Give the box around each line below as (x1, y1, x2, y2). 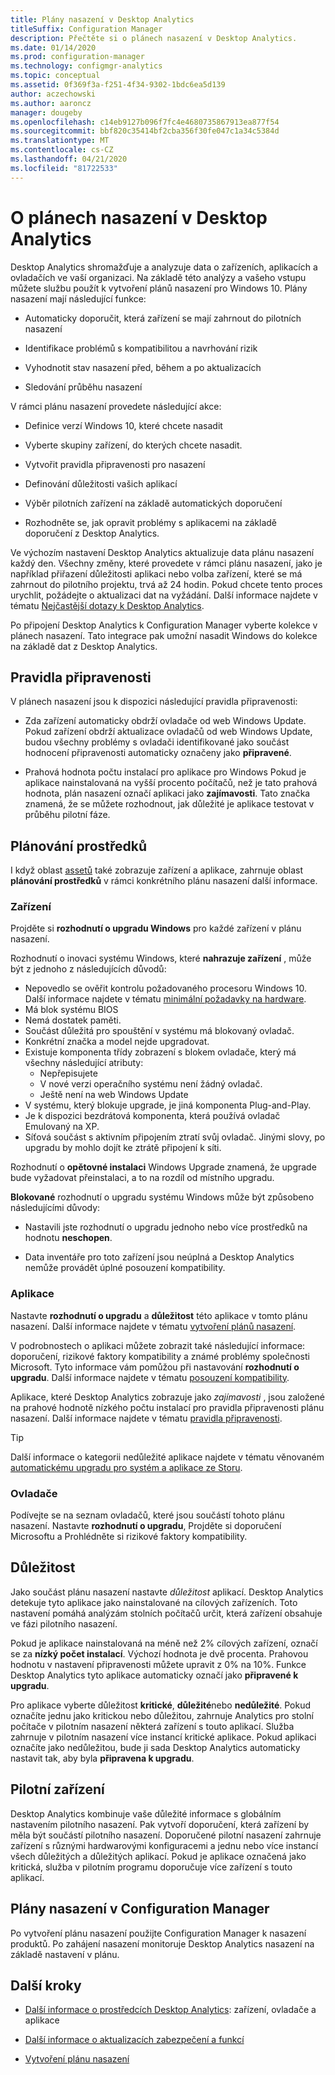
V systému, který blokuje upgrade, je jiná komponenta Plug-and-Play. (24, 1099, 312, 1111)
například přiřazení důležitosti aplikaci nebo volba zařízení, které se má (10, 567, 303, 580)
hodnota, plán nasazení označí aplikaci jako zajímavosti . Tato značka (24, 787, 311, 800)
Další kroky (10, 1977, 82, 1994)
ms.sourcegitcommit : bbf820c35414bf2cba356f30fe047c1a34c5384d (10, 126, 280, 136)
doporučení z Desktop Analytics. (24, 527, 160, 539)
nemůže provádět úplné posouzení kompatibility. (24, 1262, 226, 1274)
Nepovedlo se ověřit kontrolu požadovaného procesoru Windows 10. (24, 982, 307, 995)
